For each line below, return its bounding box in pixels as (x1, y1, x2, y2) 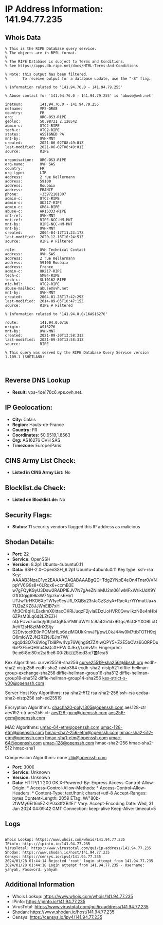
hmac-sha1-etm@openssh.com (45, 735, 108, 741)
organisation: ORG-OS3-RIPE (5, 158, 67, 162)
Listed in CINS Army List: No (12, 470, 71, 475)
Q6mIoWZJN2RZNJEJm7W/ (12, 634, 69, 640)
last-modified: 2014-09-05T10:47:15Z (5, 299, 84, 304)
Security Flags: (5, 511, 53, 519)
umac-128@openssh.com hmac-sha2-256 (43, 740, 128, 745)
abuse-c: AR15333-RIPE (5, 209, 67, 214)
